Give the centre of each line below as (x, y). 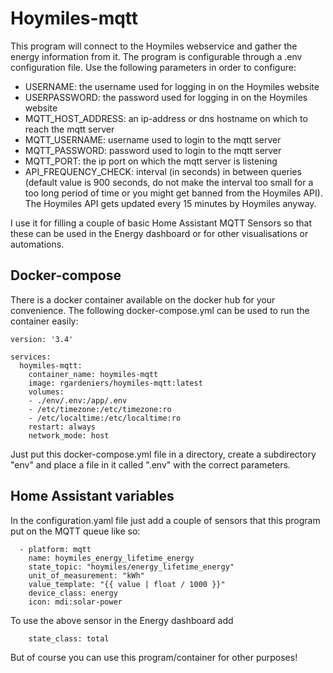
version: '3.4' (42, 339)
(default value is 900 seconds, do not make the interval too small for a (169, 182)
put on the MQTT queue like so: (75, 531)
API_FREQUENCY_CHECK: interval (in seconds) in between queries (163, 171)
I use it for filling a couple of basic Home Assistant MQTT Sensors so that (161, 223)
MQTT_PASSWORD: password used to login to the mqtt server (153, 150)
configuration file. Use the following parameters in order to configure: (153, 67)
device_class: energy (73, 593)
